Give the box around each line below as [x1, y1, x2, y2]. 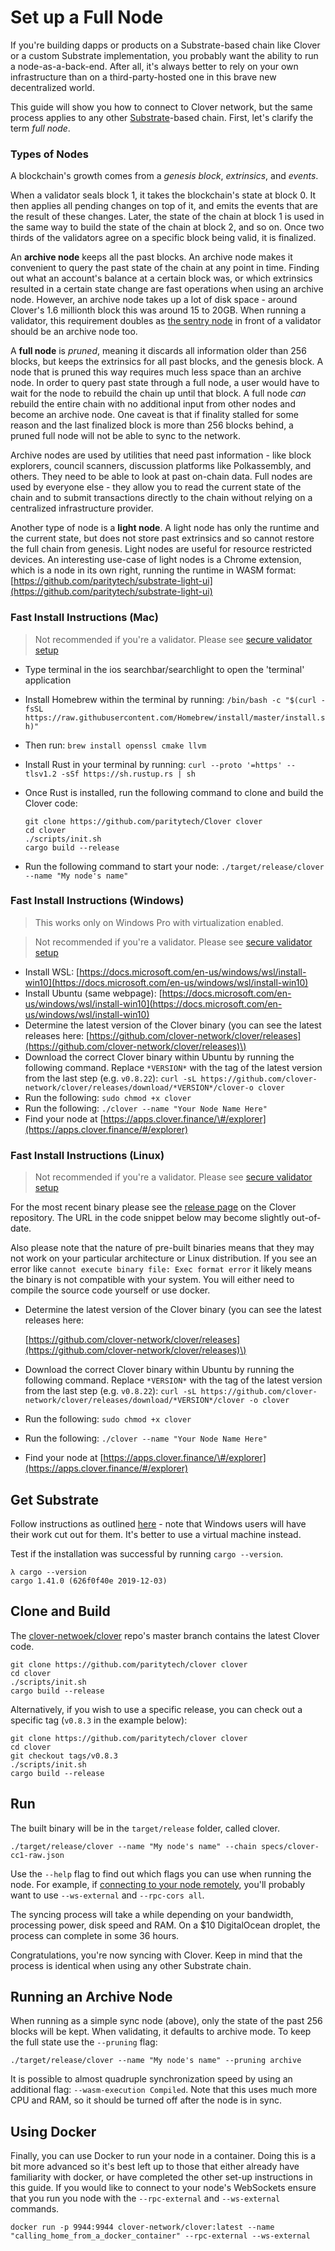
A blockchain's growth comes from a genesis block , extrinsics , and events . [10, 170, 319, 182]
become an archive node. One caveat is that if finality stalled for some [10, 409, 299, 421]
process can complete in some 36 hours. [10, 1929, 180, 1941]
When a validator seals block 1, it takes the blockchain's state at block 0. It [10, 189, 317, 201]
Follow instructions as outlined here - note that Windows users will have [10, 1517, 307, 1530]
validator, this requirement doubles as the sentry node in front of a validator [10, 315, 322, 327]
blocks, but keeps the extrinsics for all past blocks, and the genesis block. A [10, 356, 324, 368]
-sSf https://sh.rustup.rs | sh [61, 769, 196, 779]
